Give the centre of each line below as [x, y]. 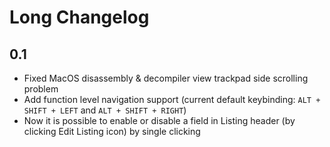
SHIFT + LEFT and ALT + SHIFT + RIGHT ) [105, 110]
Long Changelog [79, 17]
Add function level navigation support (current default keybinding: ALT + [172, 99]
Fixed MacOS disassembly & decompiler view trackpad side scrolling [166, 78]
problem [41, 89]
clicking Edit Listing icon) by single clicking [112, 131]
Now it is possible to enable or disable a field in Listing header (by [159, 120]
